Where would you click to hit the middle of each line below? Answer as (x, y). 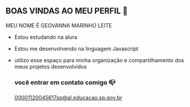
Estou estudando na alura (46, 37)
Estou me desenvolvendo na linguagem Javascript (76, 48)
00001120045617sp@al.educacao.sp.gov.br (68, 98)
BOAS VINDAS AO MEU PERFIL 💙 (67, 11)
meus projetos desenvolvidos (50, 66)
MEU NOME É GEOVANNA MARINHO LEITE (59, 25)
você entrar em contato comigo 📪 (65, 82)
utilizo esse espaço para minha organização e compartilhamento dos (99, 60)
